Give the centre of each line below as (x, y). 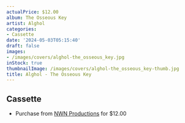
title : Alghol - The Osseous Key (49, 74)
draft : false (23, 46)
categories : (21, 29)
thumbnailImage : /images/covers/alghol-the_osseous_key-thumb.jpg (93, 69)
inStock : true (25, 63)
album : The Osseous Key (37, 18)
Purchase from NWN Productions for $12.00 (71, 114)
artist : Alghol (26, 23)
